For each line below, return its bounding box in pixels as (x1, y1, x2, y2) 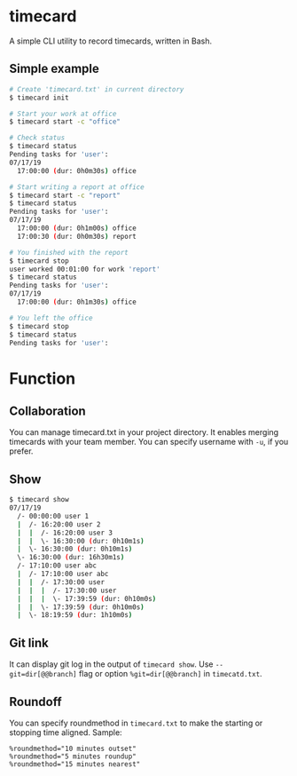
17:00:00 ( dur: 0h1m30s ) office (17, 297, 137, 306)
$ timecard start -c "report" (9, 191, 121, 200)
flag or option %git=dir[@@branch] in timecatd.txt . (78, 669, 263, 679)
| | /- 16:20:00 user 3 (17, 528, 113, 537)
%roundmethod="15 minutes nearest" (9, 759, 141, 769)
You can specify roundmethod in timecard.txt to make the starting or (9, 717, 263, 728)
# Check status (9, 133, 66, 143)
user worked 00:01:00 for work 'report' (9, 265, 161, 273)
